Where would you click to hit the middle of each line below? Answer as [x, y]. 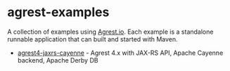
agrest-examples [58, 12]
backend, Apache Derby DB [58, 60]
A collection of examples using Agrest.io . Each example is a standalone [110, 32]
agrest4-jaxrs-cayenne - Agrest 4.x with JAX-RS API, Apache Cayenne [120, 53]
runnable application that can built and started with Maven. [92, 39]
